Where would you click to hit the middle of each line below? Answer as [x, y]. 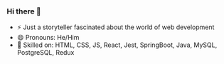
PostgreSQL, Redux [46, 53]
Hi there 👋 [24, 11]
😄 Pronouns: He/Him [48, 38]
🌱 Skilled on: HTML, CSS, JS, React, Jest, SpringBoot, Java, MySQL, [117, 45]
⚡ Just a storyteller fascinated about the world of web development [116, 27]
